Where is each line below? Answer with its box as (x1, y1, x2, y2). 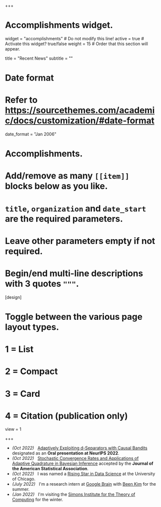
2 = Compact (5, 366, 58, 377)
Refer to (5, 95, 38, 106)
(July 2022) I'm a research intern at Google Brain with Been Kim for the (12, 481, 156, 487)
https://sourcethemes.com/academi (5, 105, 155, 116)
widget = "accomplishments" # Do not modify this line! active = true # (5, 35, 144, 41)
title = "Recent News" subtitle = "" (5, 55, 73, 61)
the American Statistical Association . (12, 466, 88, 472)
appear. (5, 46, 20, 51)
